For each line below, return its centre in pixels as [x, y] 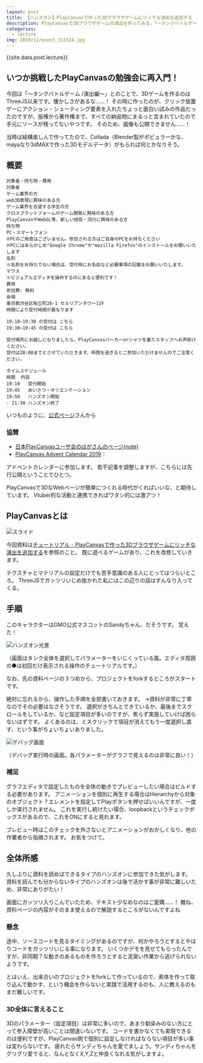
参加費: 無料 [20, 290]
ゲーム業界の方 [22, 194]
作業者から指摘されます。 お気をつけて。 [57, 837]
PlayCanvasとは [37, 516]
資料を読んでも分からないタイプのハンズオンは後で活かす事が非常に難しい [99, 881]
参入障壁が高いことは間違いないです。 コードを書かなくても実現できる [104, 1031]
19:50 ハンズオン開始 [33, 397]
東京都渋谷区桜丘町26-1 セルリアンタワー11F [55, 303]
